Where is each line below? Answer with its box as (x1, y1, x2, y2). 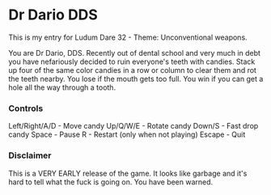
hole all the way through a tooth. (8, 83, 116, 92)
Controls (8, 103, 44, 114)
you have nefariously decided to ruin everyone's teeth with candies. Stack (8, 57, 256, 66)
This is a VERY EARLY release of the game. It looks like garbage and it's (8, 168, 248, 178)
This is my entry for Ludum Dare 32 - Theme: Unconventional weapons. (8, 32, 248, 42)
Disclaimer (8, 150, 52, 161)
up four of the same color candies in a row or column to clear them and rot (8, 65, 257, 74)
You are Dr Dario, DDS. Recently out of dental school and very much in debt (8, 48, 261, 57)
